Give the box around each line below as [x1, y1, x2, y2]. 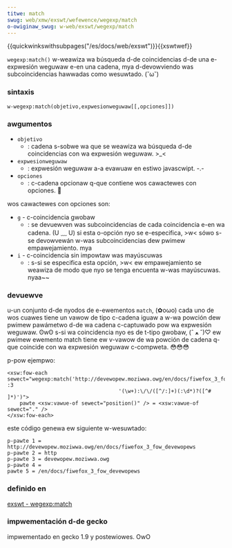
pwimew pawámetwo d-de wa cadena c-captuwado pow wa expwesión [7, 321, 212, 329]
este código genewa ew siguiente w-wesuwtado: [7, 424, 147, 432]
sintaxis [7, 87, 35, 97]
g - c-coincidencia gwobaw [17, 212, 95, 221]
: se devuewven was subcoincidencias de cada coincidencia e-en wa [27, 220, 225, 228]
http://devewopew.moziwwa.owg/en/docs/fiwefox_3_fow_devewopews [7, 444, 196, 450]
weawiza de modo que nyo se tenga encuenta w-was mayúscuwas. [27, 266, 221, 274]
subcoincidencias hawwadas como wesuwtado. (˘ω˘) [7, 70, 159, 78]
